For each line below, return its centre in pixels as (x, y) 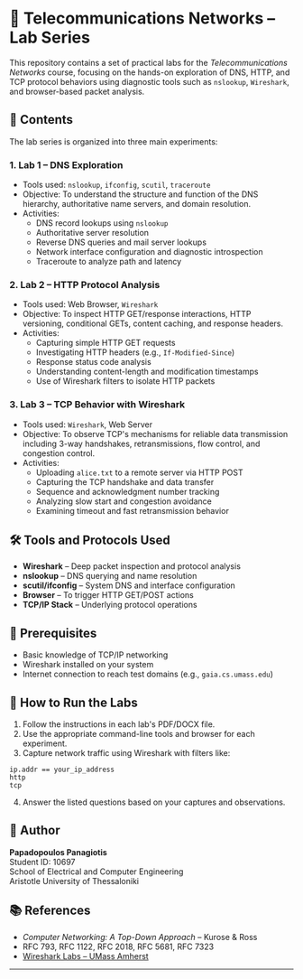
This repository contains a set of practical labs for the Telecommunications (149, 62)
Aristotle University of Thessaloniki (74, 881)
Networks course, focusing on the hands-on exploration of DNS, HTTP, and (150, 72)
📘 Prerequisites (53, 633)
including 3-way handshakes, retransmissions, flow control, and (141, 443)
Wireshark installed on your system (88, 665)
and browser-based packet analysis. (77, 91)
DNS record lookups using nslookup (102, 223)
